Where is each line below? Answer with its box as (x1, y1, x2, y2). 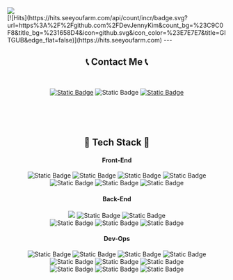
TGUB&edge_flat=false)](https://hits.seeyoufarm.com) (7, 36, 162, 44)
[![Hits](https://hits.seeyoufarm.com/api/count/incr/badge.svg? (7, 14, 188, 22)
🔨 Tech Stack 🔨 (83, 137, 150, 148)
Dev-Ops (103, 235, 131, 243)
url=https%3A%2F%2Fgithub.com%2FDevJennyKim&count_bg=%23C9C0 (7, 21, 224, 29)
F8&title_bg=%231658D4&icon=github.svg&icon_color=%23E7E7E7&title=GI (7, 29, 226, 37)
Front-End (102, 156, 132, 164)
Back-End (102, 195, 131, 203)
